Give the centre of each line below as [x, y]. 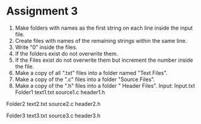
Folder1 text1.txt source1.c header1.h [60, 92]
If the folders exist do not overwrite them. [66, 53]
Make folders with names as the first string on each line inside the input [104, 28]
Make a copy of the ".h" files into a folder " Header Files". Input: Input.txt [105, 85]
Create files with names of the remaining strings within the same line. [101, 41]
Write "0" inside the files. [46, 47]
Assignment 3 [42, 11]
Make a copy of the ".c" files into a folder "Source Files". [85, 79]
